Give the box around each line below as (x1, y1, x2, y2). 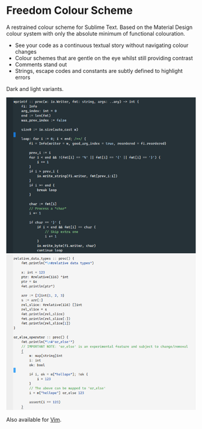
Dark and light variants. (6, 85, 64, 92)
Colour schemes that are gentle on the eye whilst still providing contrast (14, 54, 194, 61)
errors (14, 74, 31, 81)
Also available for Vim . (6, 416, 62, 424)
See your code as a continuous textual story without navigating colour (14, 42, 189, 49)
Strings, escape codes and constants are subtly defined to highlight (14, 67, 183, 74)
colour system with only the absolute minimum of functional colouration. (6, 30, 185, 37)
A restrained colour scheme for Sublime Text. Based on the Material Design (6, 23, 193, 31)
